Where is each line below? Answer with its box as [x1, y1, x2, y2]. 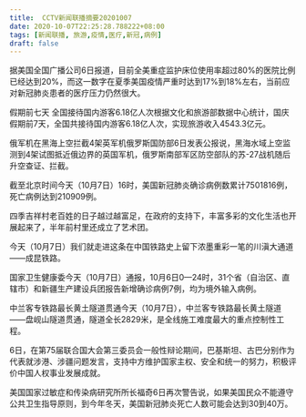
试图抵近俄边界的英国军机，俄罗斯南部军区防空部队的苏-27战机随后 [38, 149, 291, 160]
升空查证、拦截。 [9, 160, 74, 171]
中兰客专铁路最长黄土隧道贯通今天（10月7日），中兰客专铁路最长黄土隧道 [9, 302, 282, 314]
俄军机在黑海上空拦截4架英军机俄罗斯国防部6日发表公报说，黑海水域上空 [9, 137, 283, 148]
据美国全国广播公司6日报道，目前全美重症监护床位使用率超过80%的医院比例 [9, 65, 296, 76]
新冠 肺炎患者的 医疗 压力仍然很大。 [17, 87, 146, 98]
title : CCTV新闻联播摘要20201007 [9, 13, 132, 23]
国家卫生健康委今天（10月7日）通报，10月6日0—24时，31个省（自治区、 [9, 272, 282, 283]
